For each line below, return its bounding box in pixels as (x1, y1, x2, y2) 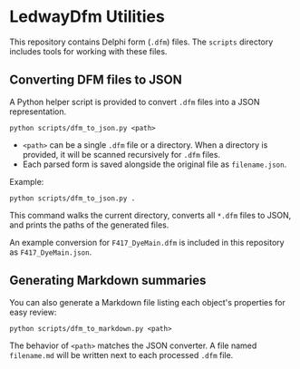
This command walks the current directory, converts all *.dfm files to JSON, (9, 209, 292, 220)
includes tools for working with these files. (9, 45, 168, 56)
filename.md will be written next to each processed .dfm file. (9, 349, 234, 360)
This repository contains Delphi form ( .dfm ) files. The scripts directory (9, 36, 274, 47)
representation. (9, 106, 66, 117)
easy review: (9, 306, 57, 317)
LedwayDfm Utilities (9, 6, 165, 27)
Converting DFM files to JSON (9, 73, 183, 88)
